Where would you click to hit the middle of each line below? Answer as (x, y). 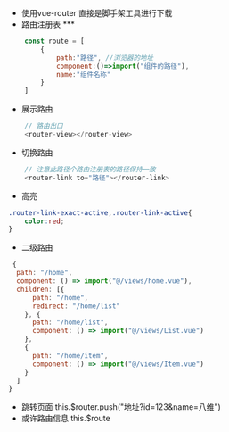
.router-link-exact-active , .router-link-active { (100, 212)
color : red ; (45, 221)
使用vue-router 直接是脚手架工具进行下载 (97, 13)
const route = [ (55, 41)
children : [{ (41, 289)
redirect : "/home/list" (76, 306)
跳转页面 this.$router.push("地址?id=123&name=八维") (121, 407)
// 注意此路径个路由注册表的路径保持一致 (90, 169)
